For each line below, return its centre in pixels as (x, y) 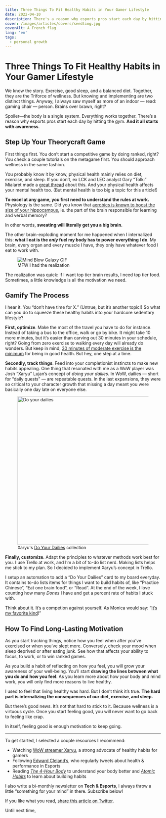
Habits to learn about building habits (49, 776)
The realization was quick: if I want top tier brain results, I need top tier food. (83, 275)
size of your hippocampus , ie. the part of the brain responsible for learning (81, 210)
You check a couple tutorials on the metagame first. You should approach (80, 159)
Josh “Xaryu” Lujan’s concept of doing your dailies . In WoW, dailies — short (82, 374)
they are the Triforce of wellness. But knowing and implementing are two (79, 96)
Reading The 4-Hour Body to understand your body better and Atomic (84, 771)
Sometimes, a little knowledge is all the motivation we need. (66, 280)
